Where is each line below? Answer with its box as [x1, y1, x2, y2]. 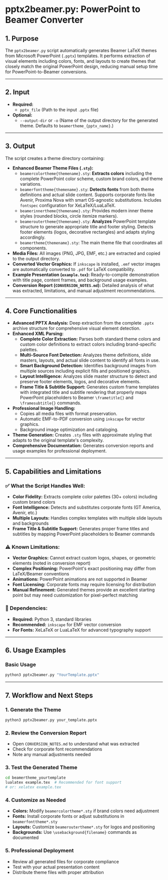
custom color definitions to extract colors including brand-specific [19, 341, 156, 347]
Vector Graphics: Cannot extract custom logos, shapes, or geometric [12, 555, 156, 561]
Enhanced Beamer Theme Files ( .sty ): [12, 165, 93, 171]
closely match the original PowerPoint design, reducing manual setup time [5, 64, 158, 69]
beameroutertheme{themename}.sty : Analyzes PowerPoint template [19, 218, 156, 224]
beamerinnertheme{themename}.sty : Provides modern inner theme [19, 207, 153, 214]
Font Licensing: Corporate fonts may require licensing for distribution [12, 581, 156, 588]
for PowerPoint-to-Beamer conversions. [5, 69, 87, 75]
